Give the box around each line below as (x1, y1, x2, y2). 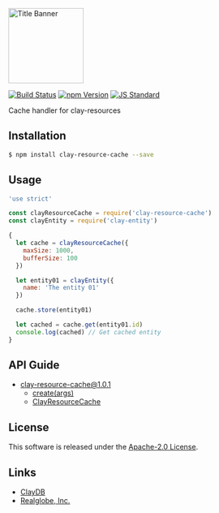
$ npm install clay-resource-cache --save (8, 150, 154, 158)
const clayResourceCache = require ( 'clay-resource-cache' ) (8, 209, 213, 218)
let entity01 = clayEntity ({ (15, 276, 114, 284)
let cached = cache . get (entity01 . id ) (15, 321, 144, 329)
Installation (8, 129, 67, 143)
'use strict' (8, 195, 53, 203)
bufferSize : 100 (23, 254, 79, 262)
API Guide (8, 358, 60, 373)
